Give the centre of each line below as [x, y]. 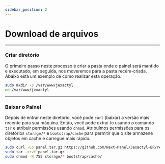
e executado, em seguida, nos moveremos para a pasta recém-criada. [76, 71]
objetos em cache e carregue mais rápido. [48, 138]
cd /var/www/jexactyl [27, 90]
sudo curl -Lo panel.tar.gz [34, 147]
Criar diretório [22, 55]
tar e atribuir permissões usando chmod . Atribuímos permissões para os [77, 128]
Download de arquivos [52, 34]
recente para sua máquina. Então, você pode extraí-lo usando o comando [80, 122]
